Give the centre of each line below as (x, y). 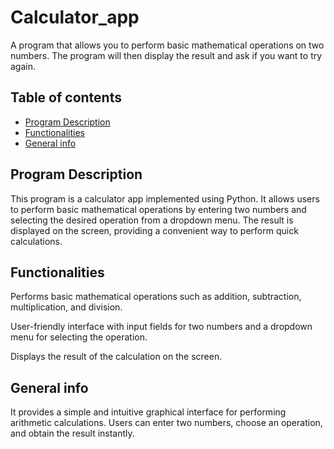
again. (23, 66)
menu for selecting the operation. (79, 337)
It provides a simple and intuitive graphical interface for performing (148, 412)
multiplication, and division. (66, 307)
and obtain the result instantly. (72, 433)
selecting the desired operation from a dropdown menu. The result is (152, 220)
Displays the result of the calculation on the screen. (116, 357)
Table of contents (66, 97)
